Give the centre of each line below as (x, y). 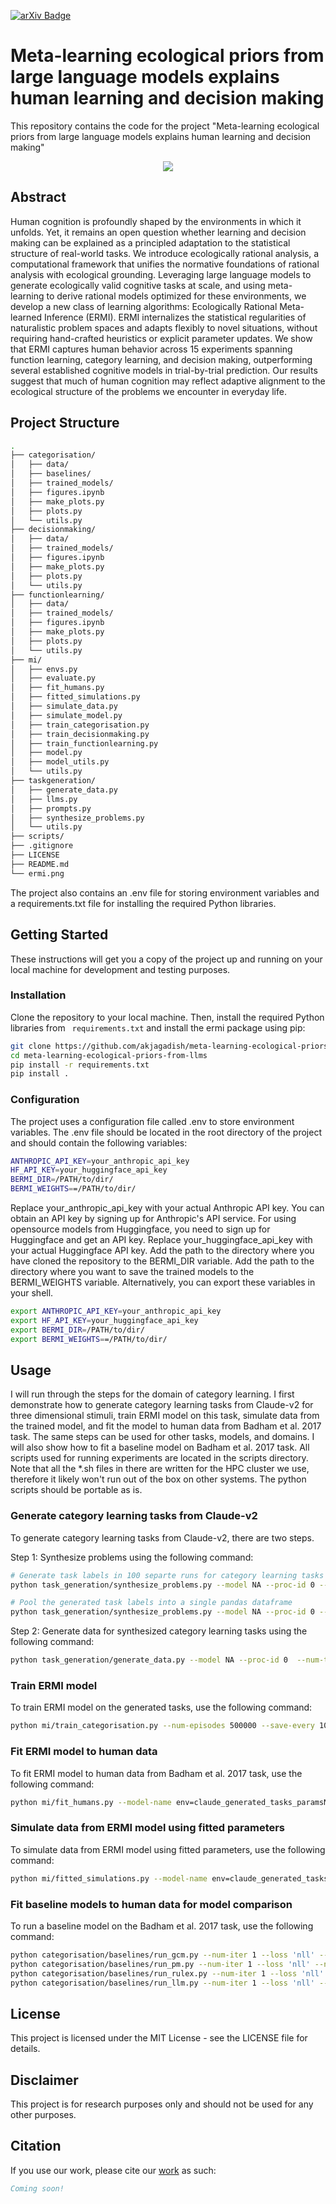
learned (26, 317)
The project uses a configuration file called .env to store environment (152, 1121)
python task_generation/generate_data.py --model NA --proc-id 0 (149, 1660)
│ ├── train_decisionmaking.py (80, 734)
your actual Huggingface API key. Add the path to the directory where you (162, 1251)
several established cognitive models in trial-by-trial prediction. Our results (164, 370)
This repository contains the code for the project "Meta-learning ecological (165, 126)
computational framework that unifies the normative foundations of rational (165, 264)
